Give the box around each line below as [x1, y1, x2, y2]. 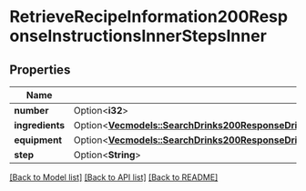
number [14, 105, 49, 116]
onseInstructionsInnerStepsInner [9, 25, 267, 46]
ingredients [14, 119, 66, 131]
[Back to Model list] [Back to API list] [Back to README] [9, 172, 219, 183]
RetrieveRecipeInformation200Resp [9, 6, 289, 27]
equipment [14, 134, 62, 146]
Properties [9, 62, 71, 77]
